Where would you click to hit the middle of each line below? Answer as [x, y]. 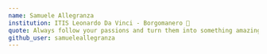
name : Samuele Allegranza [51, 15]
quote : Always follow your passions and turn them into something [120, 30]
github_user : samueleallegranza [62, 38]
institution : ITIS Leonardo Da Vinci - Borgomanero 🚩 [99, 23]
